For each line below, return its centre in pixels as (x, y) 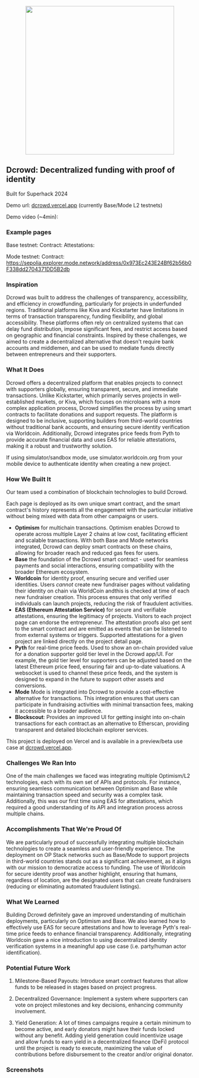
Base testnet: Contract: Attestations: (50, 245)
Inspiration (22, 285)
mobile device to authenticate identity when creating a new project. (89, 464)
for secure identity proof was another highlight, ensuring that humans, (92, 874)
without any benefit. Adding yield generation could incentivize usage (99, 1036)
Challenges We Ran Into (41, 762)
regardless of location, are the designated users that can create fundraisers (99, 880)
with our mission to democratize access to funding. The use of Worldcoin (96, 867)
